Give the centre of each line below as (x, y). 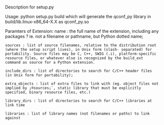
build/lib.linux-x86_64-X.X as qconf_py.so (47, 22)
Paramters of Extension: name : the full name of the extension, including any (82, 31)
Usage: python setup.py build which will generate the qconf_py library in (78, 16)
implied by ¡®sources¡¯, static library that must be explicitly (73, 88)
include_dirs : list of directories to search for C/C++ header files (79, 71)
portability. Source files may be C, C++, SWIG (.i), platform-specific (81, 54)
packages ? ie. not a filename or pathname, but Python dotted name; (74, 36)
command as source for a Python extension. (50, 62)
